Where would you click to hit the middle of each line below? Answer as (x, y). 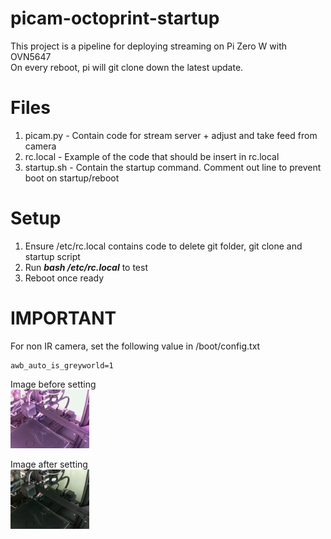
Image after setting (49, 464)
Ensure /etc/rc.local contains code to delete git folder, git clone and (163, 246)
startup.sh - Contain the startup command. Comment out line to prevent (173, 167)
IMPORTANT (63, 318)
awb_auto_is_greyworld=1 (62, 365)
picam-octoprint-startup (115, 18)
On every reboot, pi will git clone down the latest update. (127, 67)
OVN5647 (31, 56)
